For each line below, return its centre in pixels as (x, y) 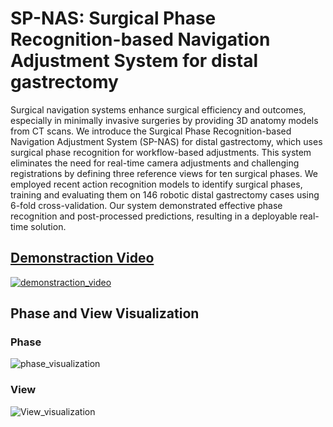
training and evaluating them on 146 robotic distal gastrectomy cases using (165, 194)
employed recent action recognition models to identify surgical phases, (156, 184)
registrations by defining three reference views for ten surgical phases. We (164, 173)
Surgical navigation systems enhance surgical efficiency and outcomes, (158, 109)
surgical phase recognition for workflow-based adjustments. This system (161, 152)
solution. (48, 226)
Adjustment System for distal (134, 61)
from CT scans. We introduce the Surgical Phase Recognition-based (151, 131)
